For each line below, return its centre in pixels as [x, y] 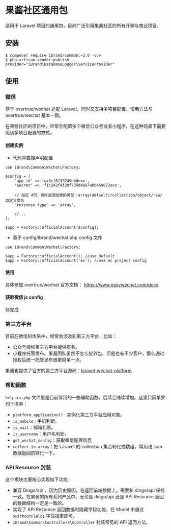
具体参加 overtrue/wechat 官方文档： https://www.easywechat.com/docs [82, 284]
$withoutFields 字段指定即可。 [45, 516]
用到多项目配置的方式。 [30, 133]
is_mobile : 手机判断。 [36, 421]
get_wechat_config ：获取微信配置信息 [52, 440]
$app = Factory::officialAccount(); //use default [60, 256]
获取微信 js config [24, 297]
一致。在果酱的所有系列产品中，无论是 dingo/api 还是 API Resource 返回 [88, 496]
